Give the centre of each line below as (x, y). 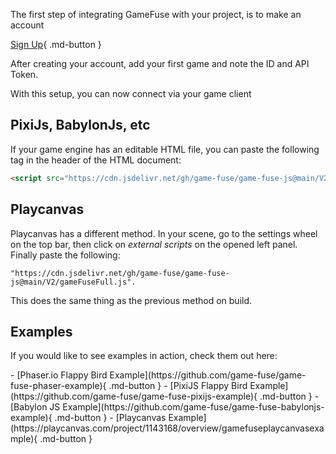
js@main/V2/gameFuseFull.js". (73, 282)
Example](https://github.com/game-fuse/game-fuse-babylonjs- (193, 407)
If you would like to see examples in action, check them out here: (144, 356)
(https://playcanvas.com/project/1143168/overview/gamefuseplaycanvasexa (167, 428)
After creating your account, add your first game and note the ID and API (160, 63)
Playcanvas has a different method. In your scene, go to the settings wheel (164, 233)
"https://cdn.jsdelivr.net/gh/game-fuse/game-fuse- (120, 273)
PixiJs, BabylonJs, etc (80, 125)
